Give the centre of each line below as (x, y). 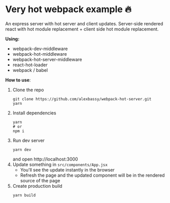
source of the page (40, 180)
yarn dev (22, 150)
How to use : (18, 80)
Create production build (37, 186)
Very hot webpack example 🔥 (69, 9)
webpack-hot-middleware (40, 54)
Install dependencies (35, 113)
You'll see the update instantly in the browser (67, 170)
